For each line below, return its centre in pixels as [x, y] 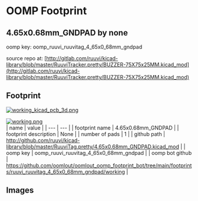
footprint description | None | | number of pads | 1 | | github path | [86, 134]
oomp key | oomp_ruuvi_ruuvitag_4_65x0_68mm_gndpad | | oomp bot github [99, 153]
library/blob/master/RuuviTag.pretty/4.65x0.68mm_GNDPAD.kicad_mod [93, 147]
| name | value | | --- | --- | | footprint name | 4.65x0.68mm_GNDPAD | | [93, 128]
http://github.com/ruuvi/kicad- [43, 140]
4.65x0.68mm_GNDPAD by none [67, 33]
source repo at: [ [26, 58]
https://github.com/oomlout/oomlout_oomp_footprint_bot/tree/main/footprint [99, 165]
